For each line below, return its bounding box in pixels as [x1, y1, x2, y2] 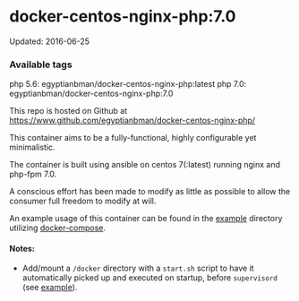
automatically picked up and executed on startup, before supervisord [21, 272, 278, 283]
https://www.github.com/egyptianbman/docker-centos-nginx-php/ [9, 115, 256, 126]
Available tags [9, 58, 73, 71]
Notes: [9, 243, 36, 254]
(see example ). [21, 282, 78, 293]
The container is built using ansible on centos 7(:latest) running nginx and [9, 159, 280, 170]
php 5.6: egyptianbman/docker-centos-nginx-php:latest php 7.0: [9, 79, 247, 90]
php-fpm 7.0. [9, 168, 57, 180]
